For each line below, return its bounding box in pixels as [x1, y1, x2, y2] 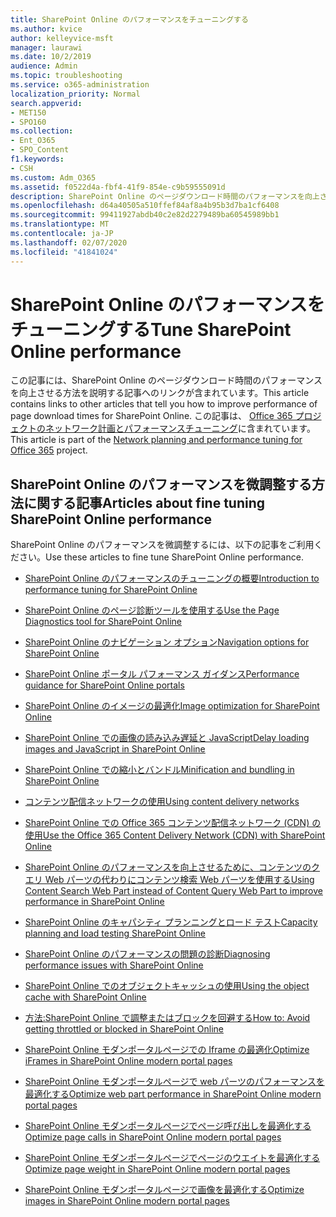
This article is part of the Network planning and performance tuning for [10, 434, 303, 446]
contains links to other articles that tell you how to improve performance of [10, 398, 318, 410]
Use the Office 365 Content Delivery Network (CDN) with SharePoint [42, 829, 326, 841]
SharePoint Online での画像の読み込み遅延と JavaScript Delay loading [24, 732, 310, 744]
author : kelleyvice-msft [10, 33, 114, 43]
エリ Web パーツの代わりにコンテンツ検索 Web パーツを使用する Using [24, 874, 315, 886]
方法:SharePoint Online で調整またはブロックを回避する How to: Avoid [24, 1012, 311, 1024]
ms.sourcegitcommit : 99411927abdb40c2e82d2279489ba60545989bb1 [10, 210, 280, 220]
